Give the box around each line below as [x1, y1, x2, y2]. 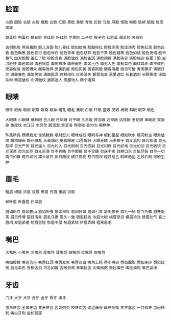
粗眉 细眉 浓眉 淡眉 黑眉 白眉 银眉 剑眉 [5, 189, 75, 195]
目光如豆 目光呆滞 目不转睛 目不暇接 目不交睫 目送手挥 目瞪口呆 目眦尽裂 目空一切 [17, 149, 165, 154]
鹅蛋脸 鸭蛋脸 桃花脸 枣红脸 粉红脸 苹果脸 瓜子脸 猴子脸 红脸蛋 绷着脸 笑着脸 [5, 35, 143, 40]
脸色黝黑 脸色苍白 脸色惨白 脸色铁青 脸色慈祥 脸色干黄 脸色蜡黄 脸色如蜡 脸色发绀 [10, 50, 157, 55]
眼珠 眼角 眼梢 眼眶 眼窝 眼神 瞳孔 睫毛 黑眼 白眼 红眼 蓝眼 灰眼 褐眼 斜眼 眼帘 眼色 [5, 107, 155, 112]
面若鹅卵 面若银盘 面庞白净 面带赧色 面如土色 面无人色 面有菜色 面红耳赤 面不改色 [17, 61, 165, 66]
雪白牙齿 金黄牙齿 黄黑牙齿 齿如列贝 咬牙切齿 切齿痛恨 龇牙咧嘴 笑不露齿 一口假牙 [5, 305, 152, 310]
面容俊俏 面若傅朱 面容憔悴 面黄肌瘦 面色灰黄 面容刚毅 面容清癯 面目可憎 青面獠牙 [5, 66, 152, 71]
